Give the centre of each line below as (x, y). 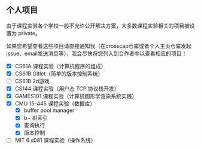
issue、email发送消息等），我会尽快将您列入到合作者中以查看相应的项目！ (97, 53)
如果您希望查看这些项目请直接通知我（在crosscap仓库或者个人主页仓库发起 (99, 45)
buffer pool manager (49, 110)
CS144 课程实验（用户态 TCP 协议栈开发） (67, 89)
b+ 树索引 (36, 118)
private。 (29, 33)
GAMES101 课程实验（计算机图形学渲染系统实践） (76, 96)
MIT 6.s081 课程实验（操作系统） (55, 140)
